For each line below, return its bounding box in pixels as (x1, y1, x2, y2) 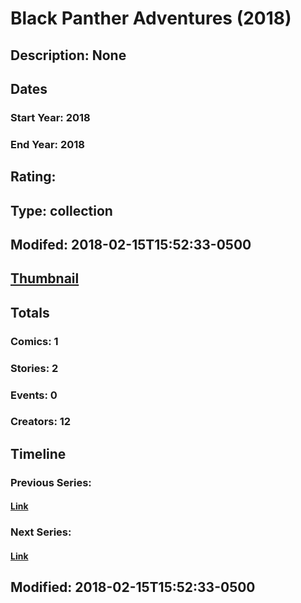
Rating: (10, 168, 57, 186)
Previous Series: (10, 475, 92, 489)
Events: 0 (10, 388, 58, 402)
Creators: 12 (10, 415, 72, 429)
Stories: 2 (10, 361, 59, 375)
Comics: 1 (10, 334, 59, 348)
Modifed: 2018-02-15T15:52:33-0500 (10, 236, 252, 253)
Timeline (10, 445, 67, 462)
